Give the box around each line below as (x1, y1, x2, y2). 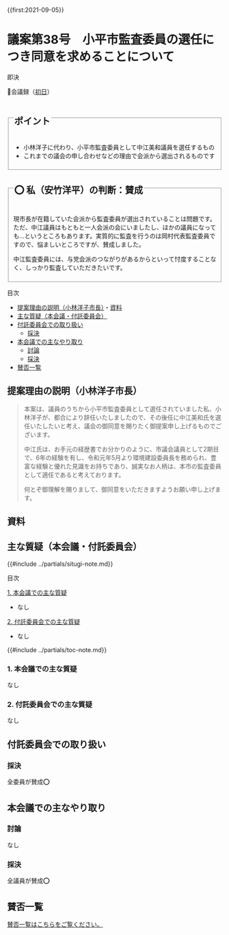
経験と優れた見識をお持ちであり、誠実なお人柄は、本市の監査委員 (36, 462, 222, 470)
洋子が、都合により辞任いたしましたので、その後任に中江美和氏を (29, 413, 215, 421)
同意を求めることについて (31, 49, 175, 64)
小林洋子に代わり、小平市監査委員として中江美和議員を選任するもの (23, 143, 215, 151)
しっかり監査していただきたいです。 (25, 264, 126, 272)
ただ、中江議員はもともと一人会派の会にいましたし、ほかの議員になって (13, 223, 217, 232)
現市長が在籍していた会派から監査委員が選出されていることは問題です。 (13, 215, 217, 223)
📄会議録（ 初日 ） (7, 87, 53, 95)
